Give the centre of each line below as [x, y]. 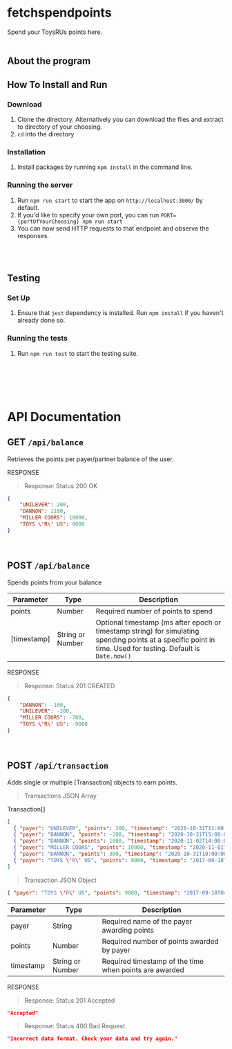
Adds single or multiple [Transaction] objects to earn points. [93, 782]
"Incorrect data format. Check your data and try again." [92, 1039]
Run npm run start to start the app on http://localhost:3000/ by [110, 200]
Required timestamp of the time [153, 961]
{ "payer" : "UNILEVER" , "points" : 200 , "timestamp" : [91, 828]
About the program [49, 61]
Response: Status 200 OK [61, 485]
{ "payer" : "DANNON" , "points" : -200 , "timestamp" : [89, 835]
